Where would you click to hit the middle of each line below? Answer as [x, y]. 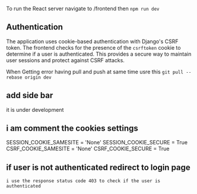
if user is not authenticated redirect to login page [99, 167]
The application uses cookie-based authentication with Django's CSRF [93, 41]
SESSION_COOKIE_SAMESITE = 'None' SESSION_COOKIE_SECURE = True [97, 143]
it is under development [35, 109]
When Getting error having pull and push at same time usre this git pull [95, 72]
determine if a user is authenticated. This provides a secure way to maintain [99, 54]
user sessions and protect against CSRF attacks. [65, 60]
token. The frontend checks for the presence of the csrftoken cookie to [93, 47]
